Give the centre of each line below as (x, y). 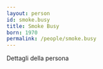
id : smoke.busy (28, 20)
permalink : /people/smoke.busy (51, 39)
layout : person (28, 13)
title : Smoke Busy (33, 26)
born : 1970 (22, 32)
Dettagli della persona (38, 58)
